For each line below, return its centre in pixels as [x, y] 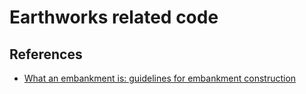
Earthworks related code [114, 17]
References [46, 54]
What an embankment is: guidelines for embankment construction [160, 78]
